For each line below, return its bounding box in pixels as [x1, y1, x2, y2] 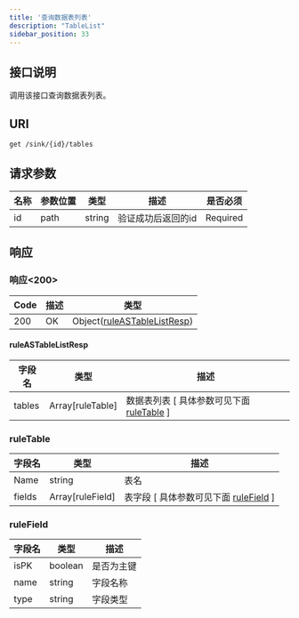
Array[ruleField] [49, 491, 116, 502]
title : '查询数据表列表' [9, 12, 92, 22]
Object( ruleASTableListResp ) [72, 315, 194, 327]
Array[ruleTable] [48, 399, 117, 412]
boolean [49, 559, 84, 572]
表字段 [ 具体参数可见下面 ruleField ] [124, 491, 276, 503]
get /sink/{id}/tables [9, 140, 93, 148]
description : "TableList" [9, 21, 105, 30]
